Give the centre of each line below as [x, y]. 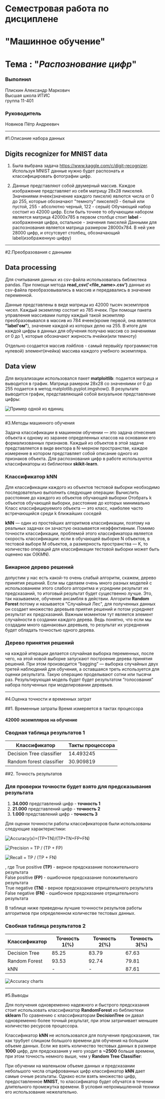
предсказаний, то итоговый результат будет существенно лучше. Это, [79, 593]
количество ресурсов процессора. [42, 1026]
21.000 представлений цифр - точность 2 [56, 808]
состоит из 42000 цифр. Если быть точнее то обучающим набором [83, 212]
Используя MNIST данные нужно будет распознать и [68, 171]
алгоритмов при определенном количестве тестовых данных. [70, 913]
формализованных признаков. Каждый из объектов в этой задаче [74, 443]
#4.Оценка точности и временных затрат [48, 699]
